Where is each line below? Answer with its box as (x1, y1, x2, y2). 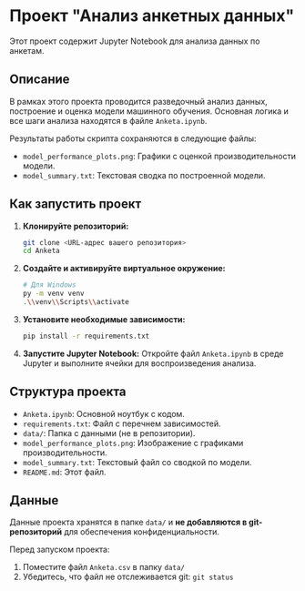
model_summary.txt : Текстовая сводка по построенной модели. (22, 169, 266, 180)
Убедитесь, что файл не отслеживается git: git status (22, 571, 234, 583)
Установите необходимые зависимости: (22, 313, 186, 324)
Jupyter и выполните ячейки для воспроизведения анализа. (22, 357, 257, 369)
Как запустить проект (9, 197, 142, 212)
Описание (9, 72, 70, 87)
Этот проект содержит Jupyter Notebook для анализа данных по (9, 36, 260, 46)
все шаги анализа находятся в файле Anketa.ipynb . (9, 115, 208, 126)
